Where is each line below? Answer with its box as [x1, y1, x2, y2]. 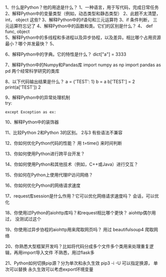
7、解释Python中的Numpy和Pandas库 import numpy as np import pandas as [5, 62, 161, 68]
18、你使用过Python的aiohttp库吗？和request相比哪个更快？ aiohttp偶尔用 [5, 210, 156, 215]
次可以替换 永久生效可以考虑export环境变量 [5, 267, 94, 272]
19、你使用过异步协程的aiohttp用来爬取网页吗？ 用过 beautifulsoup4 [5, 227, 144, 232]
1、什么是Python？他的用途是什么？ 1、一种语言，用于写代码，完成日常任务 [5, 4, 159, 10]
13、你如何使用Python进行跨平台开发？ [5, 151, 85, 157]
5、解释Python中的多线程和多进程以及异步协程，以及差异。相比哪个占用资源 [5, 34, 161, 40]
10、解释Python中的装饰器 [5, 119, 59, 125]
